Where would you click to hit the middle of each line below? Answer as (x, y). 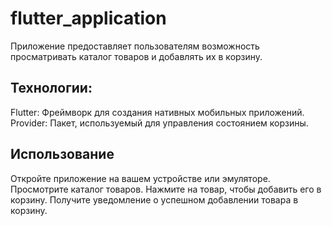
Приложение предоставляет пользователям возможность (135, 46)
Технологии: (51, 88)
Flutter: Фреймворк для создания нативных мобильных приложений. (157, 112)
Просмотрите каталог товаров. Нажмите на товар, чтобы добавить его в (166, 189)
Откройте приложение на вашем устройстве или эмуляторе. (140, 178)
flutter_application (88, 18)
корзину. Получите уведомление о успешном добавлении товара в (154, 199)
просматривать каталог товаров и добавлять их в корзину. (136, 56)
